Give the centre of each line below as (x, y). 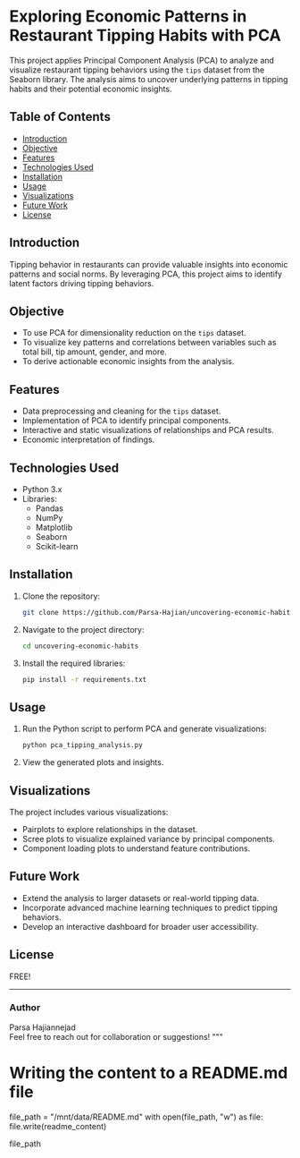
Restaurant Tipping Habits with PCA (145, 35)
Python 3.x (42, 489)
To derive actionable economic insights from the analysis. (128, 362)
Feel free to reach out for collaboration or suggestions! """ (116, 1036)
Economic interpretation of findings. (88, 439)
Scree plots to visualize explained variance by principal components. (148, 839)
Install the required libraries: (74, 663)
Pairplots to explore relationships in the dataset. (110, 829)
